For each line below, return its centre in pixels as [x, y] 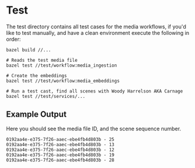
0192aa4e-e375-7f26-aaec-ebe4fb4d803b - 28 [60, 160]
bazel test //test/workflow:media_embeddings [63, 81]
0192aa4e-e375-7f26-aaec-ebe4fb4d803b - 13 [60, 144]
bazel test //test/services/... [46, 96]
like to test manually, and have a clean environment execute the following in [98, 32]
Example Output [36, 115]
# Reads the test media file [42, 60]
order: [14, 39]
